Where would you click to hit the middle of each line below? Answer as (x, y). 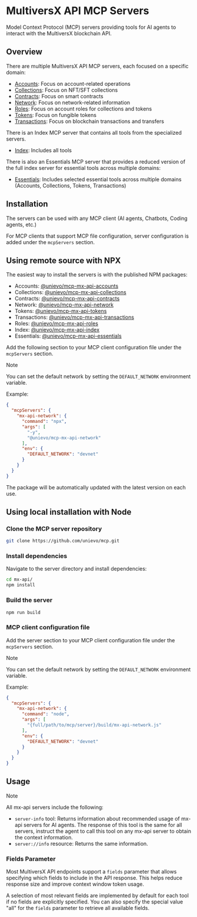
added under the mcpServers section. (51, 242)
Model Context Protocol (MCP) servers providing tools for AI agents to (91, 27)
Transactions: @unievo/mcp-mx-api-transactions (74, 317)
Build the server (29, 600)
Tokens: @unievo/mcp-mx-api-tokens (61, 311)
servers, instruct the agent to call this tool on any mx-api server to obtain (103, 831)
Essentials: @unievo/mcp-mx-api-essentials (68, 336)
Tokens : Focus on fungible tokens (56, 115)
